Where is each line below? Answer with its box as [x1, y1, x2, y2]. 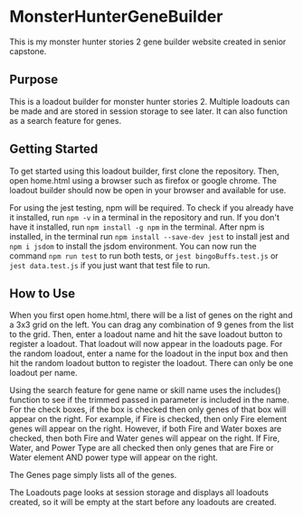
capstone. [9, 45, 47, 56]
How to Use [9, 286, 76, 301]
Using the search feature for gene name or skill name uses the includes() [9, 385, 281, 396]
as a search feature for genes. [9, 115, 122, 126]
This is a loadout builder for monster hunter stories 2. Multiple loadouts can [9, 96, 290, 107]
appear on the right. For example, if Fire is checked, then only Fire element [9, 414, 288, 425]
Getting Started [9, 142, 99, 157]
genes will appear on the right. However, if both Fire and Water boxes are [9, 423, 282, 435]
